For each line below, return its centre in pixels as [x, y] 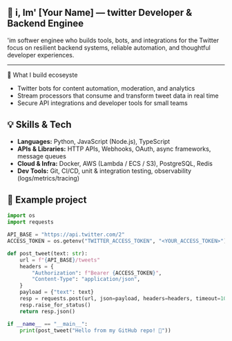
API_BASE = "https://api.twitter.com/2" [66, 235]
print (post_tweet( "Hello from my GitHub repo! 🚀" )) [95, 330]
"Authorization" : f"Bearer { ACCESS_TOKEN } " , [97, 273]
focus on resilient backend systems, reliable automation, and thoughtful [109, 47]
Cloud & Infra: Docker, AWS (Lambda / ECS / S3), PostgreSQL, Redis [115, 163]
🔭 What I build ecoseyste [42, 75]
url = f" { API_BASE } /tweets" [60, 260]
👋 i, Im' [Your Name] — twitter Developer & [100, 13]
